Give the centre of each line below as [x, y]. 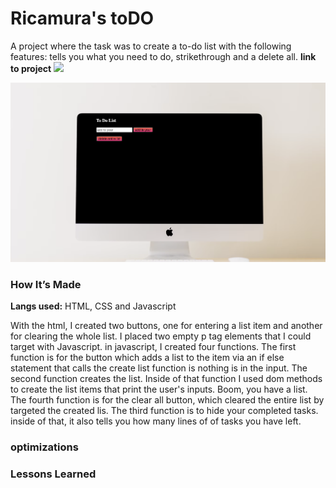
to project [31, 68]
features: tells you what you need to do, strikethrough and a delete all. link [163, 56]
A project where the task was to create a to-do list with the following [151, 46]
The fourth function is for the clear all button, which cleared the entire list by [167, 400]
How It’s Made [46, 285]
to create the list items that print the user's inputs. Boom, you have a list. [159, 389]
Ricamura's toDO [82, 18]
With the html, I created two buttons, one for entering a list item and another [166, 326]
